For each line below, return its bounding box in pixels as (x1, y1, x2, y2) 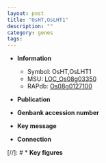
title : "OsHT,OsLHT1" (7, 16, 69, 23)
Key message (16, 122, 57, 130)
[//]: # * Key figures (7, 149, 63, 157)
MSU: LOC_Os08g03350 (27, 75, 97, 83)
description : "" (7, 23, 53, 29)
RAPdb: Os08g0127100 (27, 82, 92, 90)
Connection (16, 135, 51, 144)
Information (16, 54, 52, 62)
